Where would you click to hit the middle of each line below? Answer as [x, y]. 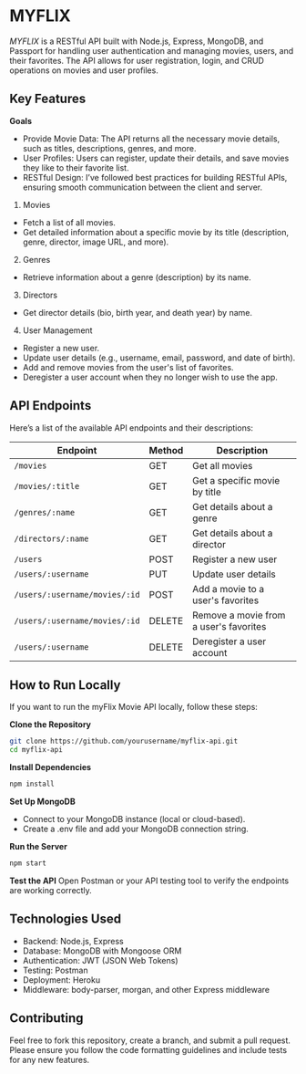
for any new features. [50, 1059]
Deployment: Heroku [61, 980]
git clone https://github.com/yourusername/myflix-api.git [124, 741]
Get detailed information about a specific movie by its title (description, [156, 232]
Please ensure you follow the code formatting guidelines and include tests [148, 1049]
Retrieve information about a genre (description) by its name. [137, 277]
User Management [57, 330]
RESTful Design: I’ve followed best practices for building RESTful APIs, [155, 177]
